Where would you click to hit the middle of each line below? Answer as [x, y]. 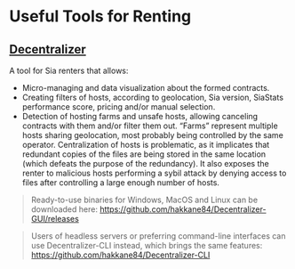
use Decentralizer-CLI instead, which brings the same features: [147, 245]
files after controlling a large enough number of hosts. [121, 183]
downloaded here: [64, 209]
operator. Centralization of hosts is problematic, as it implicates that [146, 145]
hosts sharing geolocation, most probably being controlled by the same [153, 135]
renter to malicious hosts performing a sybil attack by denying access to [154, 173]
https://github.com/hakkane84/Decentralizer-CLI [120, 255]
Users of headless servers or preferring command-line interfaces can [158, 236]
